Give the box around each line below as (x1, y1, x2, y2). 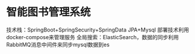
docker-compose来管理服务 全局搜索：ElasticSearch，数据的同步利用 (6, 33, 179, 40)
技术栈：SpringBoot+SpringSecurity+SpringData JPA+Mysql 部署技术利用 (6, 26, 190, 33)
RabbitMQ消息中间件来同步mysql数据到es (6, 41, 110, 48)
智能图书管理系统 (6, 5, 91, 19)
